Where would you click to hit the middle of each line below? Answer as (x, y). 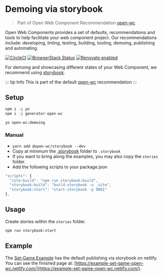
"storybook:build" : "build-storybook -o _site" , (61, 185)
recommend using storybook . (35, 72)
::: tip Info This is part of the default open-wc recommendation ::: (71, 82)
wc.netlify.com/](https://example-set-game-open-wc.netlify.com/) (73, 268)
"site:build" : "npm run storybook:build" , (54, 180)
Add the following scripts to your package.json (60, 167)
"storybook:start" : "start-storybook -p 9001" (58, 190)
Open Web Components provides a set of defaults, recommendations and (80, 32)
